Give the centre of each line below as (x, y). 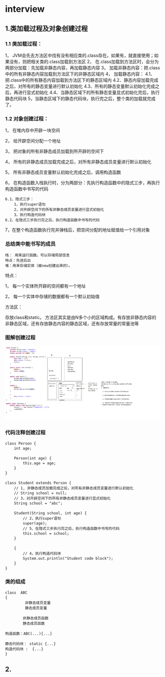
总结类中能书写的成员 (30, 244)
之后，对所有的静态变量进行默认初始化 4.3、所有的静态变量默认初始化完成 (80, 86)
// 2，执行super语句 (42, 518)
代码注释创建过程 (25, 432)
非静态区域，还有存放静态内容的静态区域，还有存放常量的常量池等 (72, 323)
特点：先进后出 (18, 261)
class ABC (16, 593)
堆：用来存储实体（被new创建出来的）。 (39, 266)
